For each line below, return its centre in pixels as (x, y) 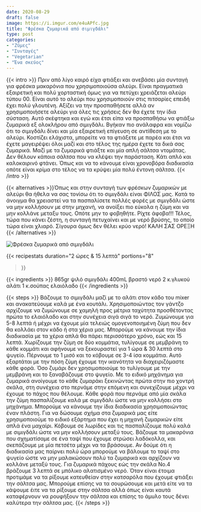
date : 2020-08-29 (28, 12)
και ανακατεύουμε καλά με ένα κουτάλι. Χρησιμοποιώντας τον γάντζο (95, 304)
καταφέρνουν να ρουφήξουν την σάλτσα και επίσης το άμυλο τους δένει (98, 496)
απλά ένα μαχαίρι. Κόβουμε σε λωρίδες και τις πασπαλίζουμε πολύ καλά (98, 426)
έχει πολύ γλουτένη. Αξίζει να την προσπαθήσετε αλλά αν (80, 105)
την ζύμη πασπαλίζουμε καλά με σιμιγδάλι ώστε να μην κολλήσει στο (94, 400)
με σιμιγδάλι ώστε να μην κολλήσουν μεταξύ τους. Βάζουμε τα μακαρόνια (100, 432)
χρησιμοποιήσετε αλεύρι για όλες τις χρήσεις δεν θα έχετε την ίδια (91, 112)
